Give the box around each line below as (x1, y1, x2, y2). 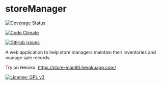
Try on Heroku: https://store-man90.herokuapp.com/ (5, 64, 116, 70)
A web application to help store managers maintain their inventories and (5, 49, 156, 55)
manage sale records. (5, 54, 51, 61)
